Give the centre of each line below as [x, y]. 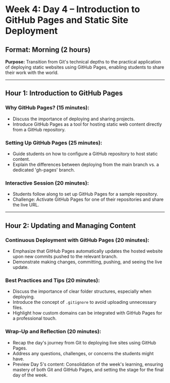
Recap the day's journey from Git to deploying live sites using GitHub [84, 342]
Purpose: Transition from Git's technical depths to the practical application [83, 62]
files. [18, 307]
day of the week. [30, 375]
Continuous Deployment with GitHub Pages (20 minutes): [77, 240]
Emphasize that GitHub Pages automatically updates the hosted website [88, 251]
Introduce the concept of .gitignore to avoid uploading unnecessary [84, 302]
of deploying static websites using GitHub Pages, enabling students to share [85, 67]
